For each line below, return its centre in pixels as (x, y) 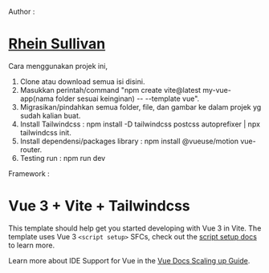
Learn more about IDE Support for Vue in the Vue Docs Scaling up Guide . (129, 260)
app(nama (37, 98)
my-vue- (217, 90)
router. (31, 149)
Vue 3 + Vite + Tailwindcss (99, 206)
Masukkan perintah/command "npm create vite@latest (110, 90)
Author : (22, 12)
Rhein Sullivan (57, 44)
